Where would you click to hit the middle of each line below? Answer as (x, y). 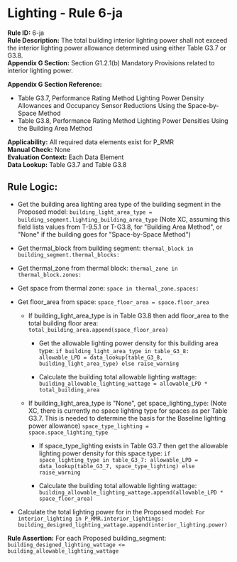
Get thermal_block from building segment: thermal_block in (105, 248)
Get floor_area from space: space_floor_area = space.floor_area (113, 302)
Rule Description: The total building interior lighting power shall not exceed (117, 40)
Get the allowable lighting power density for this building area (128, 343)
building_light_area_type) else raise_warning (109, 364)
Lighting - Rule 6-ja (65, 13)
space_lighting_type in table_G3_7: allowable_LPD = (118, 460)
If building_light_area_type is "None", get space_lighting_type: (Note (127, 403)
